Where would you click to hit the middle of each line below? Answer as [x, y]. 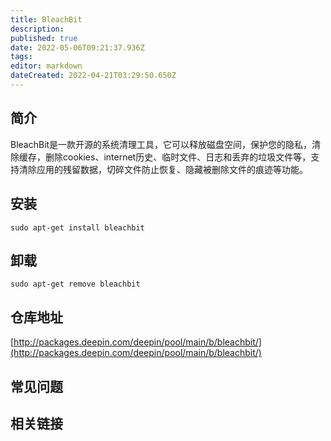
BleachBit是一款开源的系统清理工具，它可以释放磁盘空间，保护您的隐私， [161, 144]
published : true [44, 38]
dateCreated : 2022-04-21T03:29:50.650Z [93, 76]
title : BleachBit [46, 19]
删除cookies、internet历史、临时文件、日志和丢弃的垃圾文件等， [178, 157]
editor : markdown [46, 66]
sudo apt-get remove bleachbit [75, 284]
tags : [21, 57]
